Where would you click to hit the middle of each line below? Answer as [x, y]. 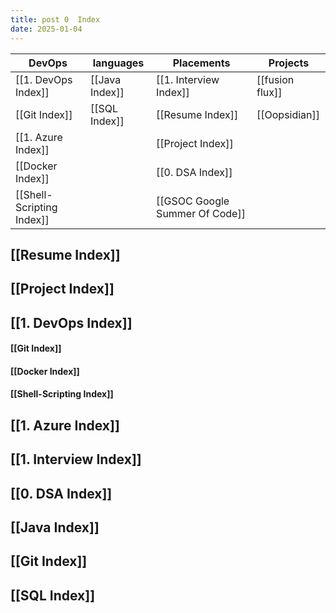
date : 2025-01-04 [46, 29]
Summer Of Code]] [201, 213]
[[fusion [275, 79]
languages [118, 63]
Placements [201, 63]
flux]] [269, 92]
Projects [289, 63]
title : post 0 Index [55, 19]
